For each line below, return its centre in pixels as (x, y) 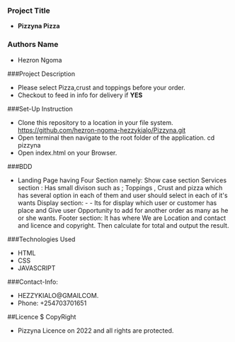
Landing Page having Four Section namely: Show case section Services (122, 180)
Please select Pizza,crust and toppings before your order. (101, 87)
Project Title (29, 11)
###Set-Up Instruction (40, 109)
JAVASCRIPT (36, 267)
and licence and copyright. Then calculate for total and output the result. (123, 225)
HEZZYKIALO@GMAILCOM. (58, 295)
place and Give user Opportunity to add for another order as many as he (123, 210)
